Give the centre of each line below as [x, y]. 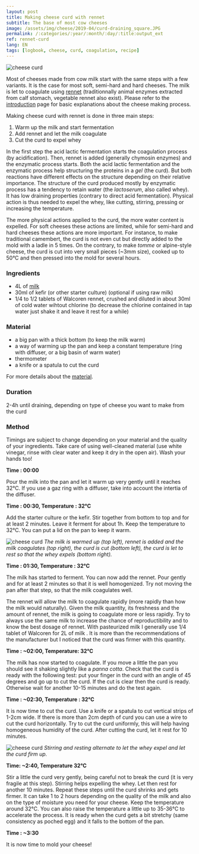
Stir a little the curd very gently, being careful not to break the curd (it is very [100, 777]
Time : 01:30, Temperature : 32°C [48, 565]
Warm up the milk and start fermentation [64, 127]
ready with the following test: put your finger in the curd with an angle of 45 [99, 675]
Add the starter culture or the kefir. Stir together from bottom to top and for [98, 517]
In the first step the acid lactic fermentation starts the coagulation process [97, 151]
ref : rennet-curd [28, 39]
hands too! [19, 458]
